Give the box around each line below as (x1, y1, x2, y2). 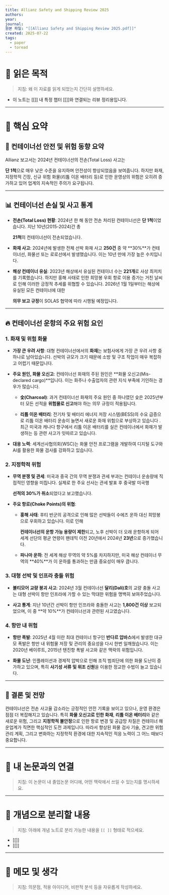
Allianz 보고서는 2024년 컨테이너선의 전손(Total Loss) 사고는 (5, 157, 126, 163)
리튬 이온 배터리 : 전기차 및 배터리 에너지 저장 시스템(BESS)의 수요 (20, 411, 148, 417)
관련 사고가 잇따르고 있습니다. (38, 430, 97, 436)
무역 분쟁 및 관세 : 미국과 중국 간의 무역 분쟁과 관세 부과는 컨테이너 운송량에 (12, 473, 158, 479)
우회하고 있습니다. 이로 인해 (29, 518, 83, 524)
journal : (5, 21, 24, 27)
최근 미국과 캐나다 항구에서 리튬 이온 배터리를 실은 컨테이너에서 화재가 (20, 424, 157, 430)
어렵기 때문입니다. (18, 360, 53, 366)
